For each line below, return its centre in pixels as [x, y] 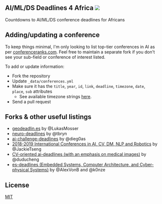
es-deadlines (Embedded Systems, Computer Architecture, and [75, 165]
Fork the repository [31, 76]
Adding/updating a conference [52, 35]
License [17, 185]
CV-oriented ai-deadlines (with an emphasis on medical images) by [79, 154]
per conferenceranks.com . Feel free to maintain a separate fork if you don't [80, 52]
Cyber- [147, 165]
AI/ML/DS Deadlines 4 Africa [49, 8]
